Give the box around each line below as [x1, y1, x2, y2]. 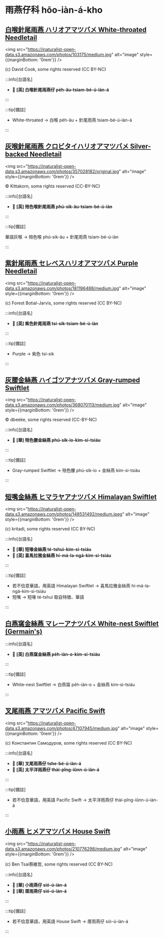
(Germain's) [5, 627, 43, 635]
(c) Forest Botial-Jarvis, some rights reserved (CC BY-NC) [5, 300, 122, 306]
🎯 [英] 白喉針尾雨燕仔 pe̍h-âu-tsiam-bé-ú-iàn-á [12, 87, 109, 93]
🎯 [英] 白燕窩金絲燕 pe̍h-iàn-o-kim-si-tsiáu [12, 652, 100, 657]
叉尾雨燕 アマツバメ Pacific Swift [5, 707, 105, 715]
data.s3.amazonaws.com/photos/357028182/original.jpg [5, 168, 119, 174]
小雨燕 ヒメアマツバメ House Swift [5, 827, 111, 836]
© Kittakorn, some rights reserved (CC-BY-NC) [5, 183, 100, 189]
